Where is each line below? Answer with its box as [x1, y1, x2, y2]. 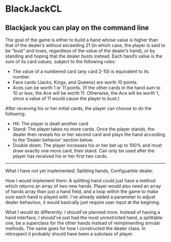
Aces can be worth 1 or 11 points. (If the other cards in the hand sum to [12, 85, 161, 91]
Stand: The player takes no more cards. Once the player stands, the [12, 126, 155, 132]
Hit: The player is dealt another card [12, 121, 89, 126]
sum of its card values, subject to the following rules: [5, 59, 116, 64]
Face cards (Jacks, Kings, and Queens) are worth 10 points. [12, 79, 138, 85]
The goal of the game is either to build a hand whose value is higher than [5, 37, 158, 43]
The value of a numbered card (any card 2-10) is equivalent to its [12, 68, 149, 74]
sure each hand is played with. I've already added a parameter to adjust [5, 194, 156, 200]
